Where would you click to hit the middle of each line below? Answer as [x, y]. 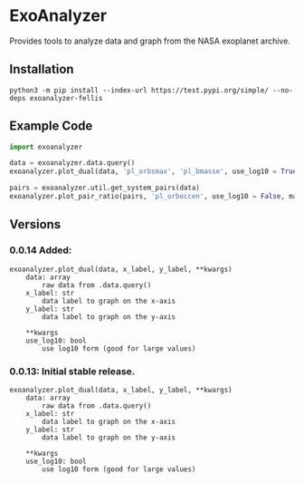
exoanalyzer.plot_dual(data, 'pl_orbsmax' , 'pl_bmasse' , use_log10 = [143, 172]
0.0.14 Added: [41, 250]
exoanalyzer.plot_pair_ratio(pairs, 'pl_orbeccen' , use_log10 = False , [147, 197]
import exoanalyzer [46, 147]
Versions [35, 224]
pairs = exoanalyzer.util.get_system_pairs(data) [105, 188]
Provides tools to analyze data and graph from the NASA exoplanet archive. [150, 41]
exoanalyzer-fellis [66, 98]
